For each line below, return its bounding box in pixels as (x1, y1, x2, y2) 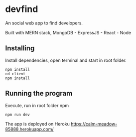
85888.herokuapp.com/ (5, 126, 54, 132)
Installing (5, 44, 35, 53)
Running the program (5, 89, 73, 98)
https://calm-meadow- (70, 121, 118, 127)
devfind (5, 3, 38, 15)
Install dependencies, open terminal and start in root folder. (5, 57, 127, 63)
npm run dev (5, 112, 30, 117)
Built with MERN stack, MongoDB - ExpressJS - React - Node (5, 29, 131, 35)
